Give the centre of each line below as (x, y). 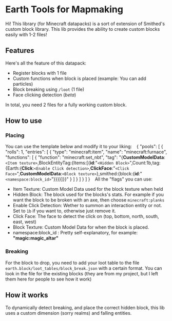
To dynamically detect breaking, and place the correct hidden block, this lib (85, 307)
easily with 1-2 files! (26, 34)
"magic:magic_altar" (36, 238)
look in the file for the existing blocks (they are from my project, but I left (82, 273)
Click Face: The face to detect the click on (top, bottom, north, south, (86, 216)
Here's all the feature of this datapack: (46, 63)
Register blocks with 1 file (40, 73)
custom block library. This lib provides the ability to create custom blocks (83, 29)
